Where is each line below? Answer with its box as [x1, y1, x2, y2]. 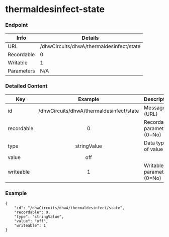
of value [144, 145, 163, 152]
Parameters [8, 67, 35, 74]
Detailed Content [5, 83, 48, 90]
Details [81, 34, 99, 41]
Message [144, 104, 166, 111]
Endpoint [5, 22, 28, 29]
